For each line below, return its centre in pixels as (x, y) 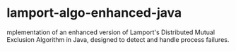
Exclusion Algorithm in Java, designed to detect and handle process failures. (118, 39)
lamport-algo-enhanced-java (94, 13)
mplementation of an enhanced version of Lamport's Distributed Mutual (111, 32)
